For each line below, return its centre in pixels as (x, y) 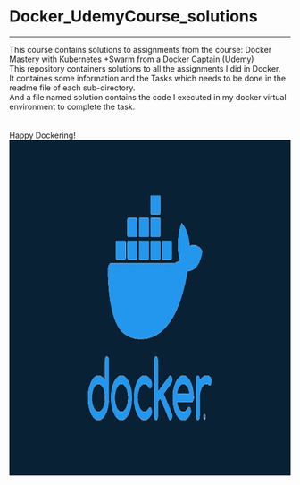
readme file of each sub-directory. (72, 88)
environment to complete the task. (72, 106)
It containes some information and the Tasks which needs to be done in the (148, 78)
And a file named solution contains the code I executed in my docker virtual (148, 97)
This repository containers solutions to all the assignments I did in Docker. (145, 68)
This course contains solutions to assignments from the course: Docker (141, 49)
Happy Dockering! (42, 135)
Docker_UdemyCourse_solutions (133, 17)
